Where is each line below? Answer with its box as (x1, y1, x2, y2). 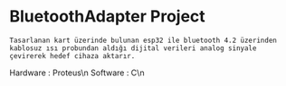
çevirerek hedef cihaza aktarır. (9, 51, 136, 60)
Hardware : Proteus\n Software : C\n (9, 67, 145, 78)
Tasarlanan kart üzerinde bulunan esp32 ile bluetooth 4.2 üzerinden (9, 36, 278, 45)
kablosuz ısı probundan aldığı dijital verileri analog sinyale (9, 43, 257, 53)
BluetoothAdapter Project (9, 6, 205, 27)
